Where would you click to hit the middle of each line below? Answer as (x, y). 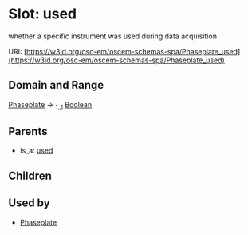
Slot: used (43, 14)
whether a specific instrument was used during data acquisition (113, 36)
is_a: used (36, 151)
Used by (29, 203)
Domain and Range (56, 85)
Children (30, 175)
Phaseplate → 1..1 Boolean (50, 105)
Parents (28, 131)
